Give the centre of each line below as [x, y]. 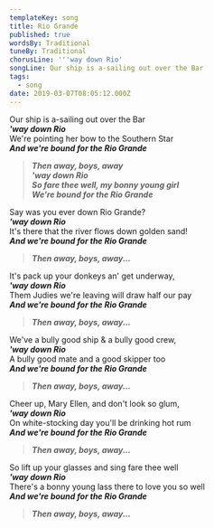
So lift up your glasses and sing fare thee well [94, 467]
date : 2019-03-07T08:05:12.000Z [70, 93]
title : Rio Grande [44, 26]
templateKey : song [44, 18]
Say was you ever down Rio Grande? [78, 212]
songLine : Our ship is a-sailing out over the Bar [107, 69]
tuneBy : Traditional [48, 52]
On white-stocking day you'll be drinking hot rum [100, 422]
